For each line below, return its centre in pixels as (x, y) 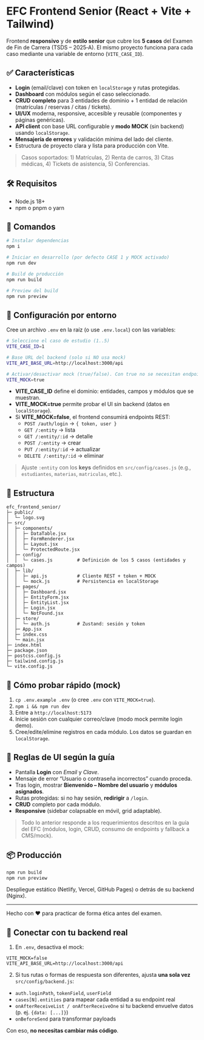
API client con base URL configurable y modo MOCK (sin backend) (100, 126)
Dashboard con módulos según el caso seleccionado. (83, 94)
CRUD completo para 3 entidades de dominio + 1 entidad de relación (101, 100)
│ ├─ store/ (23, 619)
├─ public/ (20, 512)
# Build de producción (35, 274)
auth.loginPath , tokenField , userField (63, 993)
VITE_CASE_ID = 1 (25, 347)
